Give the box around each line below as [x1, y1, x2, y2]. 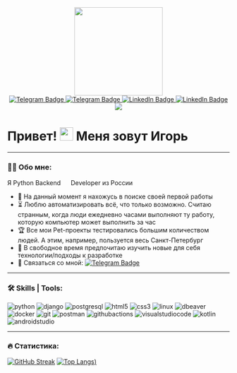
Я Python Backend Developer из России [7, 179, 133, 187]
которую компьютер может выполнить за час [17, 218, 157, 227]
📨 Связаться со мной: [17, 259, 83, 267]
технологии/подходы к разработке [17, 251, 123, 260]
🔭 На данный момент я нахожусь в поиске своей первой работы [17, 192, 213, 201]
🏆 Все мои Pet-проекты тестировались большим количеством [17, 226, 209, 235]
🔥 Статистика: [7, 341, 60, 351]
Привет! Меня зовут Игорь [7, 129, 188, 144]
